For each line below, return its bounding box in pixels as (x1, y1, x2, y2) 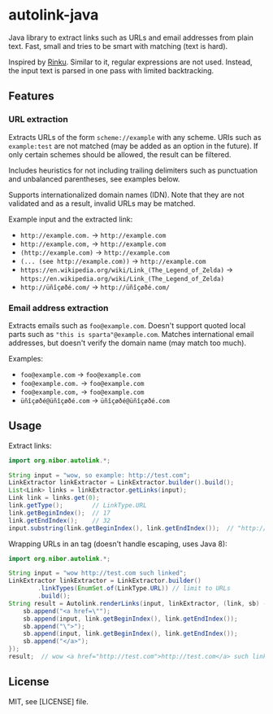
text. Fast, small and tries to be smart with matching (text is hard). (8, 41, 228, 50)
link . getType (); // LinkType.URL (8, 502, 148, 510)
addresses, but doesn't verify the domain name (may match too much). (8, 338, 246, 348)
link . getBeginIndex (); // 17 (8, 509, 111, 517)
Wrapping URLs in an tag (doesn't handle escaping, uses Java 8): (8, 539, 227, 549)
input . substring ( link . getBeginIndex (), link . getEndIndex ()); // (8, 523, 234, 532)
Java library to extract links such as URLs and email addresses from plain (8, 33, 254, 42)
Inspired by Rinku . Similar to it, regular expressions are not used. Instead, (8, 57, 253, 67)
